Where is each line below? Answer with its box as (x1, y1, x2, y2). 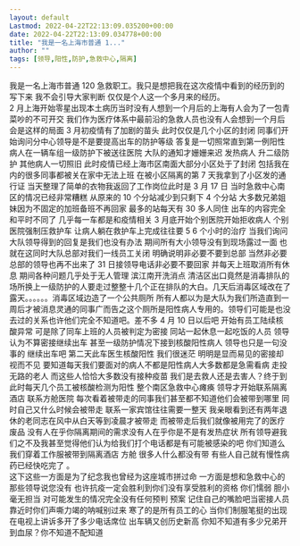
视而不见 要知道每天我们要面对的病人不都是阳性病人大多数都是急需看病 (9, 359, 270, 370)
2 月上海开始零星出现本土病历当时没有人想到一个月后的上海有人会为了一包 (9, 103, 283, 113)
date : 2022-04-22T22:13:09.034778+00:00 (9, 29, 162, 38)
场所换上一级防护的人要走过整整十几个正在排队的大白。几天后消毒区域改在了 (9, 281, 291, 291)
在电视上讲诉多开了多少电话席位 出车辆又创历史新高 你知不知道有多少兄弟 (9, 516, 279, 526)
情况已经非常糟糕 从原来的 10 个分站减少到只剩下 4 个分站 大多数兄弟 (24, 192, 279, 202)
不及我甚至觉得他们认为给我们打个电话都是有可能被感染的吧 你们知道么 (24, 438, 286, 448)
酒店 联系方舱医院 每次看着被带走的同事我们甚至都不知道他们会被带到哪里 (9, 393, 279, 403)
